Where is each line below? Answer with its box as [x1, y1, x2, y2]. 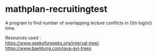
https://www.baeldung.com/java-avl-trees [5, 45, 92, 51]
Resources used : [5, 35, 41, 41]
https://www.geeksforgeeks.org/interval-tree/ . [5, 40, 100, 46]
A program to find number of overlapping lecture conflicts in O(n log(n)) [5, 20, 153, 26]
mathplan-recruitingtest [5, 3, 108, 15]
